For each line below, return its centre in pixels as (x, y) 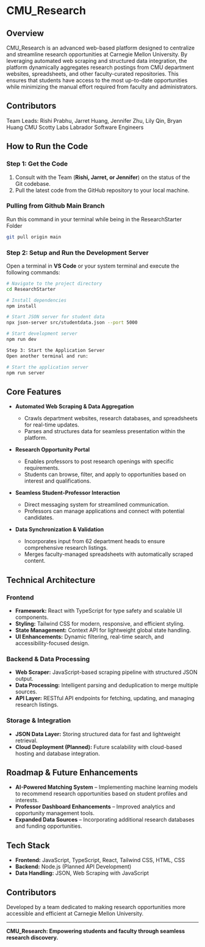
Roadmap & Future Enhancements (72, 773)
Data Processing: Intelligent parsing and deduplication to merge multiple (106, 686)
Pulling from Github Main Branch (56, 206)
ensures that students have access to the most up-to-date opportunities (97, 80)
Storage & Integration (39, 720)
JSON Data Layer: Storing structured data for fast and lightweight (98, 734)
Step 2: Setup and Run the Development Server (77, 252)
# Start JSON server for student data (56, 317)
